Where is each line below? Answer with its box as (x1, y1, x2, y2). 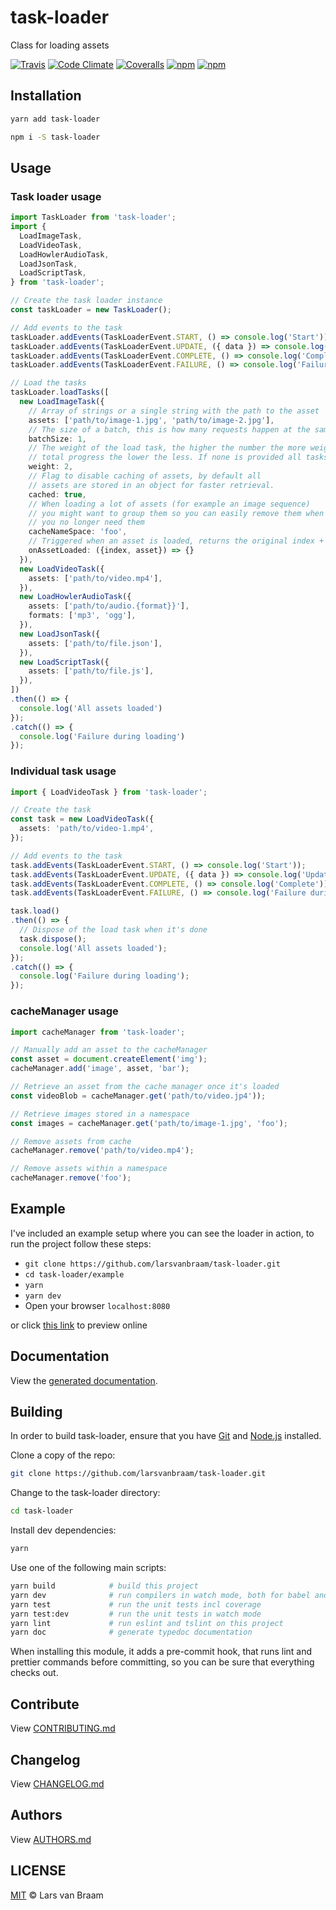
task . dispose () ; (19, 934, 87, 944)
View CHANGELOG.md (10, 1777, 105, 1790)
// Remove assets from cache (10, 1136, 132, 1146)
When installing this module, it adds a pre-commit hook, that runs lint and (10, 1646, 313, 1658)
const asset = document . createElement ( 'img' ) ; (10, 1054, 208, 1065)
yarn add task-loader (10, 114, 101, 124)
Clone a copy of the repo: (10, 1449, 116, 1461)
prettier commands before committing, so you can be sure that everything (10, 1656, 315, 1668)
